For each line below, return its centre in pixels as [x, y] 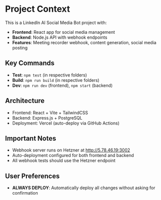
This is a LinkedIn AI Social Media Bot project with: [56, 23]
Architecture [25, 101]
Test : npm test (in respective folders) [49, 75]
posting [20, 48]
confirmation [25, 193]
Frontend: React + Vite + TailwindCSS [50, 112]
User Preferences [32, 176]
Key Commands [30, 63]
